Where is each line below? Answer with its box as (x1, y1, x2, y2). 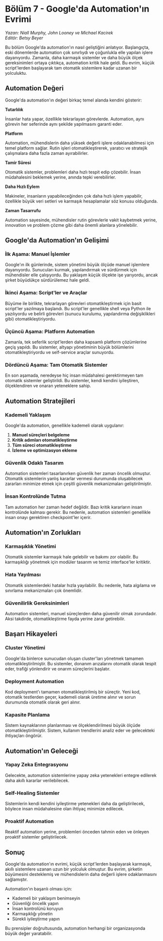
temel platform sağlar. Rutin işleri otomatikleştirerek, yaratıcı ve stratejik (5, 145, 148, 151)
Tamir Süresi (5, 159, 32, 166)
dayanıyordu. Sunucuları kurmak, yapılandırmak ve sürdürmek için (5, 267, 137, 273)
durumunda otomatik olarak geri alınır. (5, 699, 81, 705)
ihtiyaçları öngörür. (5, 733, 43, 739)
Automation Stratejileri (5, 397, 75, 405)
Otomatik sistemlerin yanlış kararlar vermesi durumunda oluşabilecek (5, 476, 143, 482)
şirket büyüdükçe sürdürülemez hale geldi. (5, 277, 90, 283)
